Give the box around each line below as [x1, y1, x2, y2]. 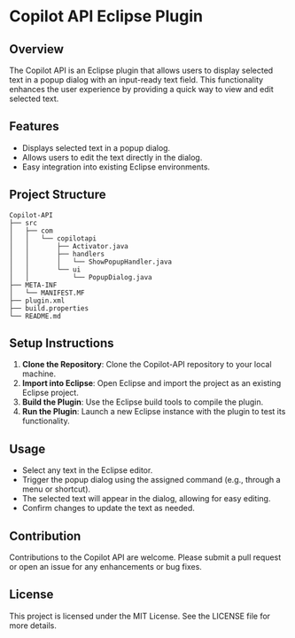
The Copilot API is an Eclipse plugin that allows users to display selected [9, 65, 274, 75]
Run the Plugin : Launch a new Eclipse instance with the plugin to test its [21, 406, 286, 417]
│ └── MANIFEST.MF [9, 288, 86, 297]
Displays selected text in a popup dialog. [21, 142, 171, 153]
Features [9, 119, 59, 134]
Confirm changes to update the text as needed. [21, 503, 195, 514]
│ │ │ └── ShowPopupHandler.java [9, 257, 173, 266]
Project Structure [9, 187, 106, 202]
